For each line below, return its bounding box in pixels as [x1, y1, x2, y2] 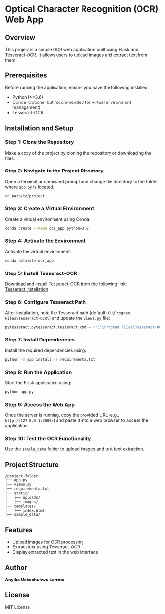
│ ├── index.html [5, 508, 45, 513]
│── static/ [5, 491, 29, 496]
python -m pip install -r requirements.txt [5, 357, 96, 362]
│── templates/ [5, 504, 36, 509]
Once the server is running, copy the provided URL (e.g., [5, 412, 119, 418]
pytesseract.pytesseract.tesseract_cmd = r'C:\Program [5, 324, 120, 330]
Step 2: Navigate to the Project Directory [5, 168, 104, 174]
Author [5, 563, 27, 572]
